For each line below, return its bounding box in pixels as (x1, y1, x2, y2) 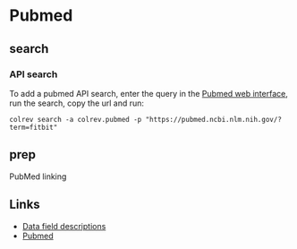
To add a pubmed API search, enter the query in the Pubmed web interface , (9, 88, 288, 99)
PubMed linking (9, 171, 67, 182)
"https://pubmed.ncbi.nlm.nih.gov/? (145, 115, 282, 124)
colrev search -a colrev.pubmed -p (9, 115, 142, 124)
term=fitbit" (9, 123, 58, 132)
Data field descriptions (21, 220, 106, 231)
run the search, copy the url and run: (9, 98, 145, 108)
